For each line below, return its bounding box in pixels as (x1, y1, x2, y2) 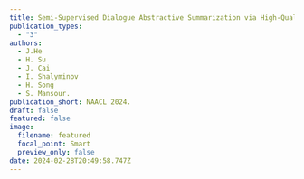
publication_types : (9, 22, 83, 31)
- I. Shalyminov (17, 72, 79, 81)
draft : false (9, 106, 59, 115)
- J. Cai (17, 64, 51, 73)
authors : (9, 38, 43, 48)
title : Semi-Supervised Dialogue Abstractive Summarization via (9, 13, 257, 23)
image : (9, 123, 34, 132)
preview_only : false (17, 147, 95, 156)
